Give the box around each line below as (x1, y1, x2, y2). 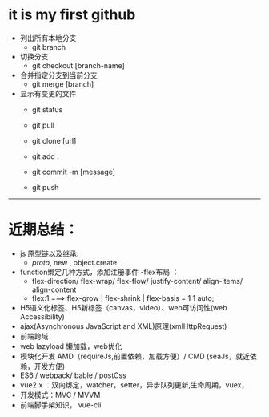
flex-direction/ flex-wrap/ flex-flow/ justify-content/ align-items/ (31, 276, 243, 285)
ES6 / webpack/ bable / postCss (19, 370, 126, 380)
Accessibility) (19, 311, 66, 322)
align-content (31, 285, 77, 294)
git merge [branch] (31, 79, 94, 89)
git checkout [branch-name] (31, 60, 126, 70)
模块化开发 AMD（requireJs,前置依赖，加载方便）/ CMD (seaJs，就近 (19, 351, 251, 361)
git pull (31, 120, 54, 130)
